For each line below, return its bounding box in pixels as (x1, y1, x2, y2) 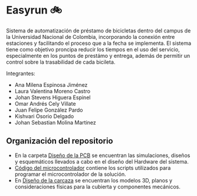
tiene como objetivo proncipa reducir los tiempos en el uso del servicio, (6, 45, 180, 53)
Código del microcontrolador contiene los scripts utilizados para (14, 164, 171, 171)
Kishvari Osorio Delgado (14, 112, 74, 120)
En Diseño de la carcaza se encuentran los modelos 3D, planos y (14, 177, 173, 184)
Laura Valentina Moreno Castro (14, 87, 90, 94)
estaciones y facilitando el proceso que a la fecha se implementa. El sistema (6, 40, 192, 47)
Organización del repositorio (6, 136, 113, 146)
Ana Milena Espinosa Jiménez (14, 81, 88, 88)
